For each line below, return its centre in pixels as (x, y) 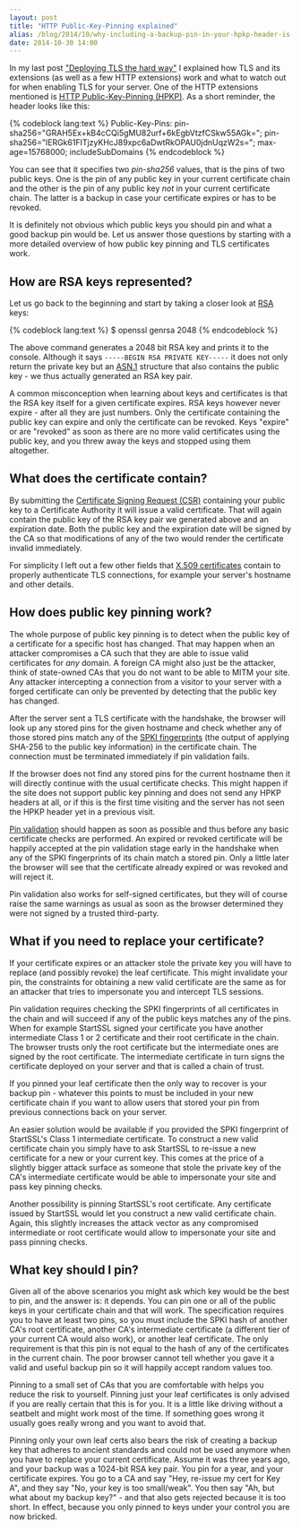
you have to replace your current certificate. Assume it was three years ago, (150, 1460)
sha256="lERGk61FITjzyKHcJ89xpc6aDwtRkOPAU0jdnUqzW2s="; (132, 143)
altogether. (29, 451)
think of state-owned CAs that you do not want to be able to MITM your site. (150, 672)
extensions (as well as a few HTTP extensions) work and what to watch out (148, 78)
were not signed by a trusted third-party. (84, 913)
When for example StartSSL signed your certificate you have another (137, 1028)
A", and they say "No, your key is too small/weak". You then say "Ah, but (142, 1488)
